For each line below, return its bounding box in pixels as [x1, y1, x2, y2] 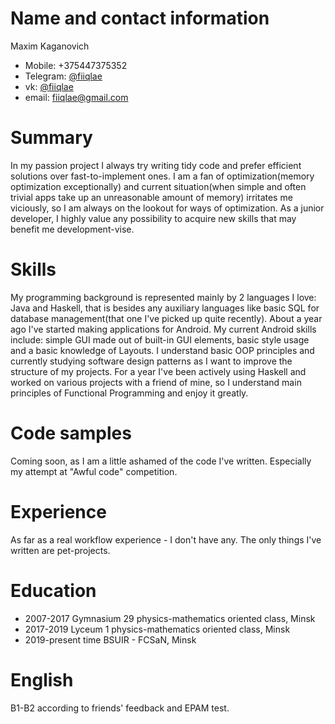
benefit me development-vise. [10, 223, 135, 235]
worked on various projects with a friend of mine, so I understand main [10, 376, 302, 388]
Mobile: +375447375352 [24, 59, 128, 71]
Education [10, 579, 97, 602]
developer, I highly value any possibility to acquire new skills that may [10, 212, 297, 224]
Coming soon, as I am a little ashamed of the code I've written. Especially [10, 455, 312, 467]
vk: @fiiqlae [24, 80, 74, 92]
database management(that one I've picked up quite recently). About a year [10, 312, 323, 324]
